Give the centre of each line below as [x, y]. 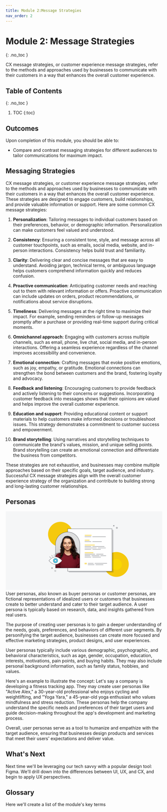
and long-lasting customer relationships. [47, 486]
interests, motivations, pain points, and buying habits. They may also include [84, 661]
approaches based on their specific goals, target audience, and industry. [80, 470]
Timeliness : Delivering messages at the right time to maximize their [82, 311]
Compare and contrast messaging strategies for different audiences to [85, 150]
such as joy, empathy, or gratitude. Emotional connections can [77, 368]
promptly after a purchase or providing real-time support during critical [85, 322]
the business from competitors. [45, 455]
